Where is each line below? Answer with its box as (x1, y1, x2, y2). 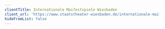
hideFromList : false (4, 16, 47, 21)
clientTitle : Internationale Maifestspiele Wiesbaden (4, 7, 118, 12)
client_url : (4, 12, 29, 17)
